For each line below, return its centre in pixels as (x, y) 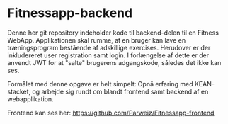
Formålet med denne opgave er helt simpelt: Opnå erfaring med (100, 84)
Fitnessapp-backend (70, 13)
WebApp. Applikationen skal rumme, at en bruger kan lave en (97, 40)
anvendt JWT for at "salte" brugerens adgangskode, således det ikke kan (114, 62)
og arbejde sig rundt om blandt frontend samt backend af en (120, 91)
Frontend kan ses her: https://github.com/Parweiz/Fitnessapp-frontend (111, 113)
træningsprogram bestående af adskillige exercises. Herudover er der (109, 47)
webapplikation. (31, 99)
